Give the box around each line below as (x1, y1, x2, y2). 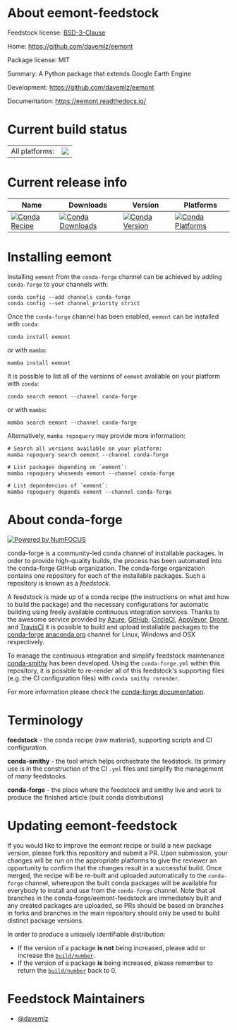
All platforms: (11, 146, 55, 156)
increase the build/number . (17, 951, 96, 959)
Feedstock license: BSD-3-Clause (7, 28, 106, 37)
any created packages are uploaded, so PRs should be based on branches (7, 901, 224, 909)
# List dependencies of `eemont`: (7, 482, 109, 489)
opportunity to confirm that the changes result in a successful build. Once (7, 863, 222, 872)
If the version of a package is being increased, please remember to (17, 959, 213, 967)
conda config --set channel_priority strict (7, 300, 140, 307)
